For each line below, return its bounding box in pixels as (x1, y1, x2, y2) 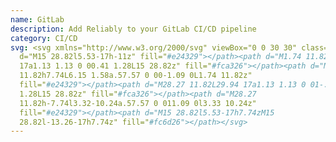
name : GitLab (10, 14, 65, 25)
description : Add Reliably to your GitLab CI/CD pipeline (10, 24, 257, 34)
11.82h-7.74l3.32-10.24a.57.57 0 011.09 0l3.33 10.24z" (19, 98, 257, 108)
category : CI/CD (10, 33, 78, 43)
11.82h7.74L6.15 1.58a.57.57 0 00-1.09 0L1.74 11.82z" (19, 71, 253, 81)
